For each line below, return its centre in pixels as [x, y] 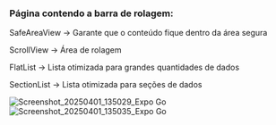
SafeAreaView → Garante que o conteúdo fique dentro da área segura [138, 33]
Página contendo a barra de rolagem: [91, 13]
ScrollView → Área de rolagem [66, 50]
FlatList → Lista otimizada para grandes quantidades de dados [125, 67]
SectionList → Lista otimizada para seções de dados [106, 85]
